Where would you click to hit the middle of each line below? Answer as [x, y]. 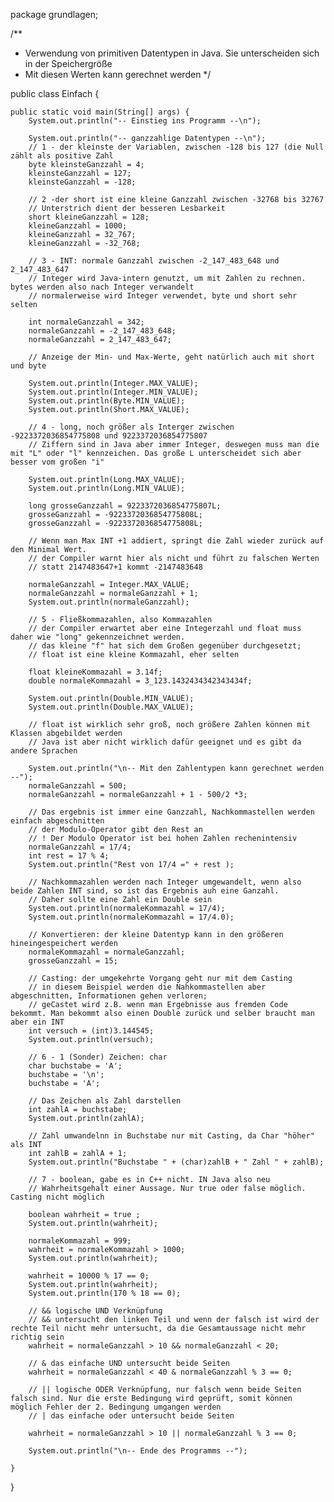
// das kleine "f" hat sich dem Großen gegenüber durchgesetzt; [165, 646]
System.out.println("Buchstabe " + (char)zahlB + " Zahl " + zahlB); [176, 1162]
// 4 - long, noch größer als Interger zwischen [131, 427]
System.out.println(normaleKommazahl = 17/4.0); [131, 917]
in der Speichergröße [68, 63]
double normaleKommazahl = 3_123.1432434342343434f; [140, 681]
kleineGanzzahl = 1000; [78, 226]
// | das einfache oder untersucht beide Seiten [131, 1416]
